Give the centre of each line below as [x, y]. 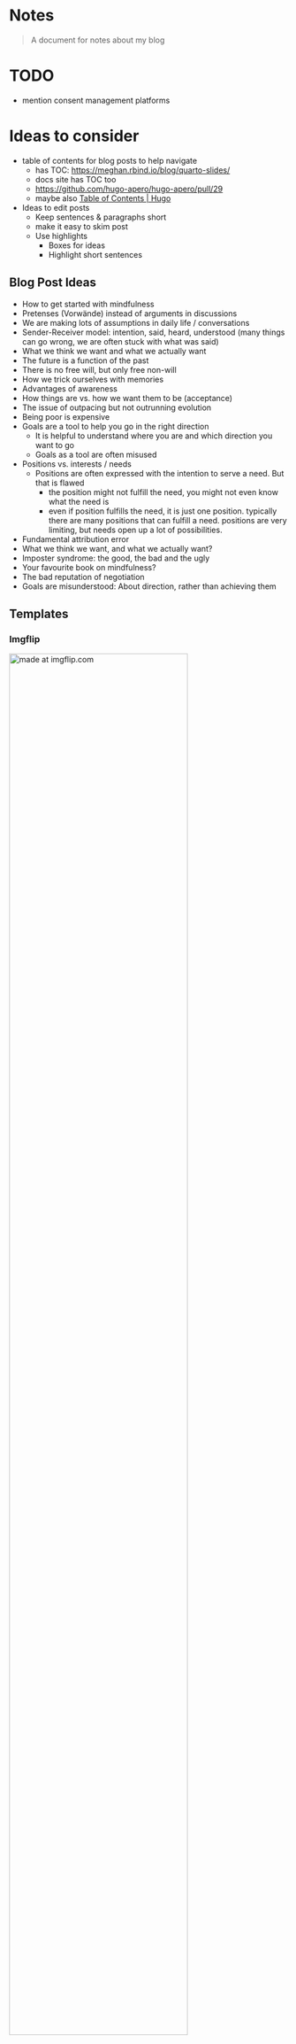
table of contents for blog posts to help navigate [109, 160]
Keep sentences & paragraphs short [101, 217]
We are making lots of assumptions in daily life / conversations [136, 322]
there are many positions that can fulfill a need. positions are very [167, 520]
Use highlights [61, 236]
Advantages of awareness [69, 388]
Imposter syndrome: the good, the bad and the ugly [116, 558]
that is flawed [60, 483]
